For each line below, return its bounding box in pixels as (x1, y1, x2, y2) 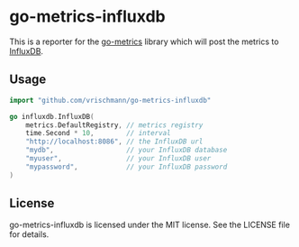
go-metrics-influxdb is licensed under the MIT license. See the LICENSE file (9, 219, 291, 231)
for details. (9, 229, 50, 240)
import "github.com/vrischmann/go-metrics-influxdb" (9, 96, 212, 105)
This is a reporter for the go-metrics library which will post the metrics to (9, 36, 279, 47)
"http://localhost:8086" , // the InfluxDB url (25, 137, 204, 146)
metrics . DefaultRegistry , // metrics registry (25, 120, 204, 130)
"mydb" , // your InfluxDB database (25, 146, 228, 155)
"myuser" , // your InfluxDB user (25, 154, 212, 163)
